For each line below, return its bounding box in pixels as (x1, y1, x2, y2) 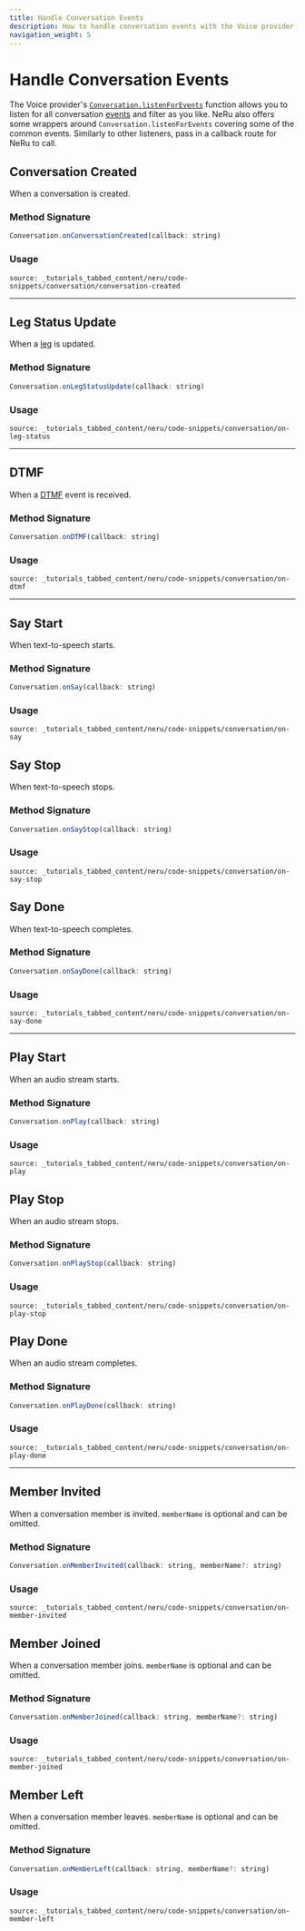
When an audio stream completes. (9, 1358, 138, 1368)
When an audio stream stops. (9, 1216, 120, 1227)
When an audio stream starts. (9, 1073, 120, 1084)
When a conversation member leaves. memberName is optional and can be (9, 1811, 279, 1822)
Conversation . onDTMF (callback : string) (9, 532, 161, 541)
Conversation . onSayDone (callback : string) (9, 966, 172, 975)
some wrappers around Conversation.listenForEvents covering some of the (9, 119, 295, 130)
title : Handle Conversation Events (9, 13, 144, 23)
